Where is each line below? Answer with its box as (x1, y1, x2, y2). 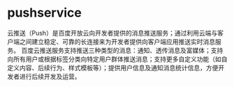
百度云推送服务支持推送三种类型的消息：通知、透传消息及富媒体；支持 (20, 46, 224, 54)
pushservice (7, 5, 82, 21)
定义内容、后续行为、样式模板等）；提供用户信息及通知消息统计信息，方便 (7, 63, 219, 72)
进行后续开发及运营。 (19, 72, 81, 81)
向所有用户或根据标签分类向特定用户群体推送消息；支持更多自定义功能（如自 (7, 54, 228, 63)
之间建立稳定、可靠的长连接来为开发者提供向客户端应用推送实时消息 (19, 37, 215, 46)
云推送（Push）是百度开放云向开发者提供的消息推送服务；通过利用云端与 (7, 29, 218, 37)
